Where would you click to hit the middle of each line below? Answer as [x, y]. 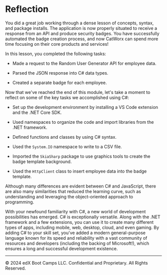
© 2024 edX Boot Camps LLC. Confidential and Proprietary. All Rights [77, 263]
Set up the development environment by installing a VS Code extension [85, 107]
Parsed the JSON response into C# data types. [60, 73]
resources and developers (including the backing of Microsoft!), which [77, 243]
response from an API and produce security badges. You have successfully [83, 33]
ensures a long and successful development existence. [62, 248]
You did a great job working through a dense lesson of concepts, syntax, [80, 23]
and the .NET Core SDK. [37, 112]
